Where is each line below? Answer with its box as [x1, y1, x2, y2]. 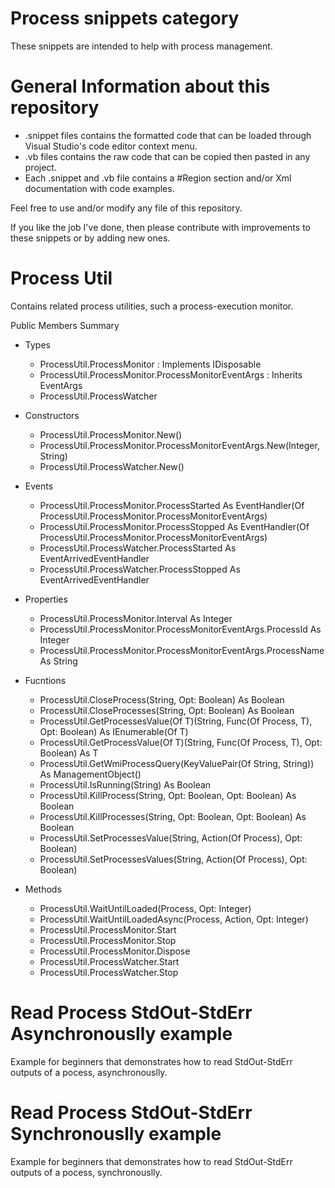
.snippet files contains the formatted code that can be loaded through [24, 129, 312, 141]
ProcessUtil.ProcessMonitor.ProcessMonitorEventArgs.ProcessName [39, 644, 325, 656]
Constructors [24, 409, 80, 421]
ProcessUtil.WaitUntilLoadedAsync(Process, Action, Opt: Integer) [39, 913, 309, 925]
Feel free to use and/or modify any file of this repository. [10, 202, 243, 214]
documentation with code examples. [24, 182, 175, 194]
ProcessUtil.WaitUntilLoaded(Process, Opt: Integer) [39, 902, 252, 914]
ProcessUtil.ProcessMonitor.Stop [39, 934, 177, 946]
